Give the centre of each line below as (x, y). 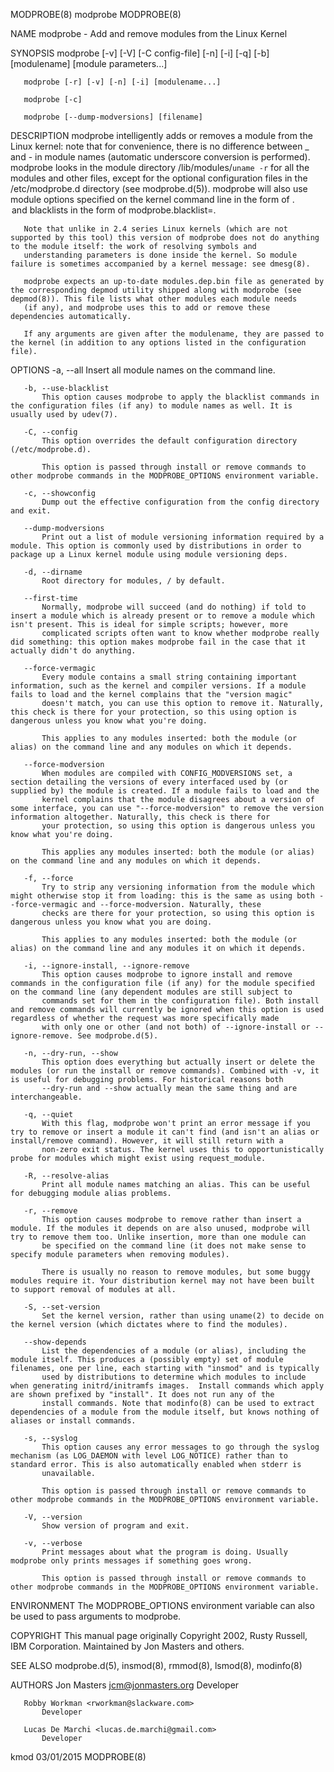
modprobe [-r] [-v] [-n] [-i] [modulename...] (122, 82)
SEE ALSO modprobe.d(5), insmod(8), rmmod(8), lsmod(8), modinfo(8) (156, 1665)
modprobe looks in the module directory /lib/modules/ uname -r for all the (160, 167)
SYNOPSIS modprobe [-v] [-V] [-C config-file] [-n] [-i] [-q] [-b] (140, 53)
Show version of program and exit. (115, 1526)
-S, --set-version (62, 1307)
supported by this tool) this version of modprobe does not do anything (165, 238)
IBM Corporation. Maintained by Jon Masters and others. (127, 1646)
